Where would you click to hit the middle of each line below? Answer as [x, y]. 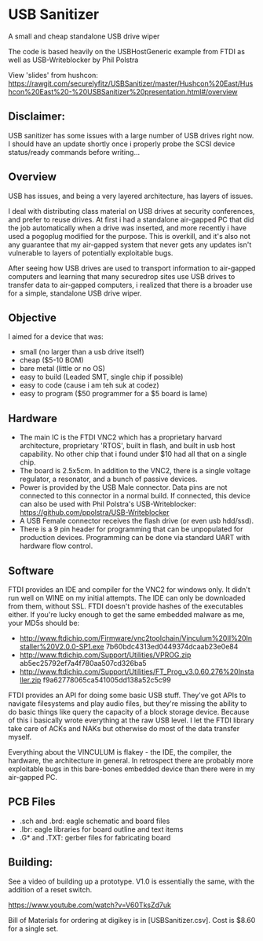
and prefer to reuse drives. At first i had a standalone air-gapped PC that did [131, 219]
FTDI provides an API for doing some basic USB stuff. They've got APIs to [127, 695]
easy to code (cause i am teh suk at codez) [89, 385]
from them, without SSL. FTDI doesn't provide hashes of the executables [126, 606]
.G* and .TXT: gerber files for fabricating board [95, 837]
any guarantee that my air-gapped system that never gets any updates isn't [130, 244]
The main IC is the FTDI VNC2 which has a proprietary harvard [121, 437]
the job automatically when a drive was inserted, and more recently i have [128, 228]
